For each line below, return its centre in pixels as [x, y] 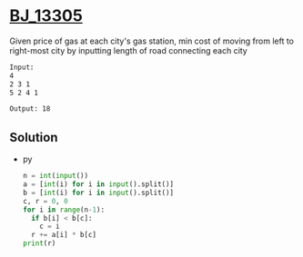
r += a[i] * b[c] [64, 235]
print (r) [39, 243]
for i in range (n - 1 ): [64, 210]
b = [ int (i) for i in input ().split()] [98, 193]
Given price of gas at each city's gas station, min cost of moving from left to [151, 41]
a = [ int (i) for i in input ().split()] [98, 184]
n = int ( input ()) [56, 176]
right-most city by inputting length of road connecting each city [128, 50]
